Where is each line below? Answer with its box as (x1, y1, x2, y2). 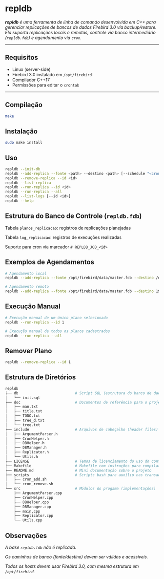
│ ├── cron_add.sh (5, 477, 47, 482)
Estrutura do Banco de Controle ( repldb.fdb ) (5, 212, 142, 220)
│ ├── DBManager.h (5, 445, 47, 450)
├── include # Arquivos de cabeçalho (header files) (5, 427, 159, 432)
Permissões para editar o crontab (12, 82, 80, 88)
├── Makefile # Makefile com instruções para (5, 463, 141, 468)
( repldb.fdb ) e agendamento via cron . (5, 35, 82, 41)
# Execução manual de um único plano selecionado (5, 315, 108, 320)
